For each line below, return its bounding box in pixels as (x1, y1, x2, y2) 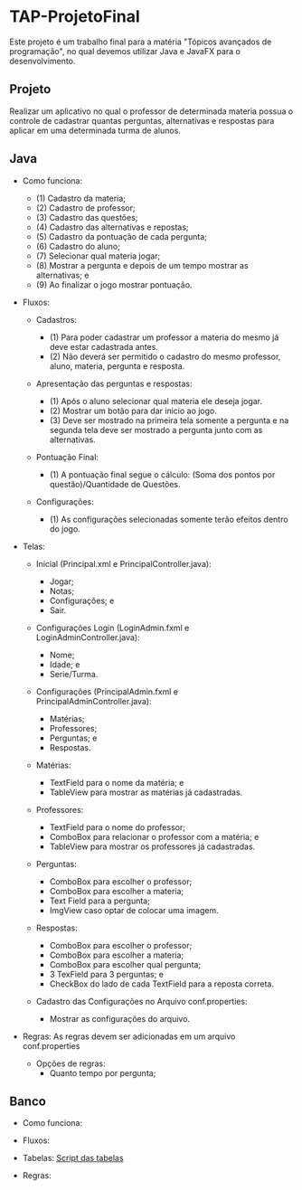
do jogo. (49, 523, 81, 534)
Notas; (49, 585, 75, 596)
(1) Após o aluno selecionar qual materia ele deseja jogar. (49, 395, 263, 406)
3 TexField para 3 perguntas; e (49, 968, 165, 979)
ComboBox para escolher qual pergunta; (49, 959, 202, 969)
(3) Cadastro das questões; (35, 212, 138, 222)
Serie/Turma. (49, 668, 99, 679)
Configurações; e (49, 595, 115, 606)
